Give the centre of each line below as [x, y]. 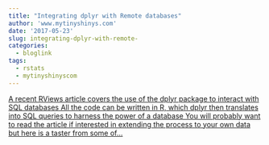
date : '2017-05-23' [41, 31]
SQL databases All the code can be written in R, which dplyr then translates [134, 107]
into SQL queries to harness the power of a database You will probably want [134, 116]
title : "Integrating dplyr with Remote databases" [95, 16]
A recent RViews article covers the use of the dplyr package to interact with [134, 98]
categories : [28, 46]
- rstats [30, 68]
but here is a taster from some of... [66, 133]
